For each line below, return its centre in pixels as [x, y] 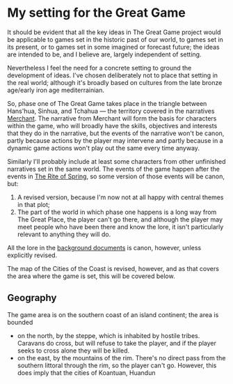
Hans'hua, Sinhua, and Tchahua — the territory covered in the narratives [111, 111]
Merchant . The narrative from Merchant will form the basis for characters [112, 118]
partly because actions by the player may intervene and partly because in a [115, 140]
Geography [32, 298]
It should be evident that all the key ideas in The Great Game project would [114, 32]
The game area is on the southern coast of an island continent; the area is [113, 314]
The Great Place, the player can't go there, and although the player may [120, 219]
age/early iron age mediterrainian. [56, 90]
